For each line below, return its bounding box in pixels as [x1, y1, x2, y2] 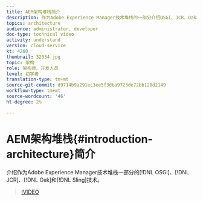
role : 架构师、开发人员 [6, 65, 59, 71]
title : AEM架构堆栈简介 [6, 8, 60, 15]
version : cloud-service [6, 43, 66, 49]
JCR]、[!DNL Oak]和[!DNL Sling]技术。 [6, 176, 103, 183]
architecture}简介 [6, 147, 95, 161]
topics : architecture [6, 20, 61, 26]
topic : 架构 [6, 59, 34, 65]
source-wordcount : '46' [6, 93, 66, 99]
